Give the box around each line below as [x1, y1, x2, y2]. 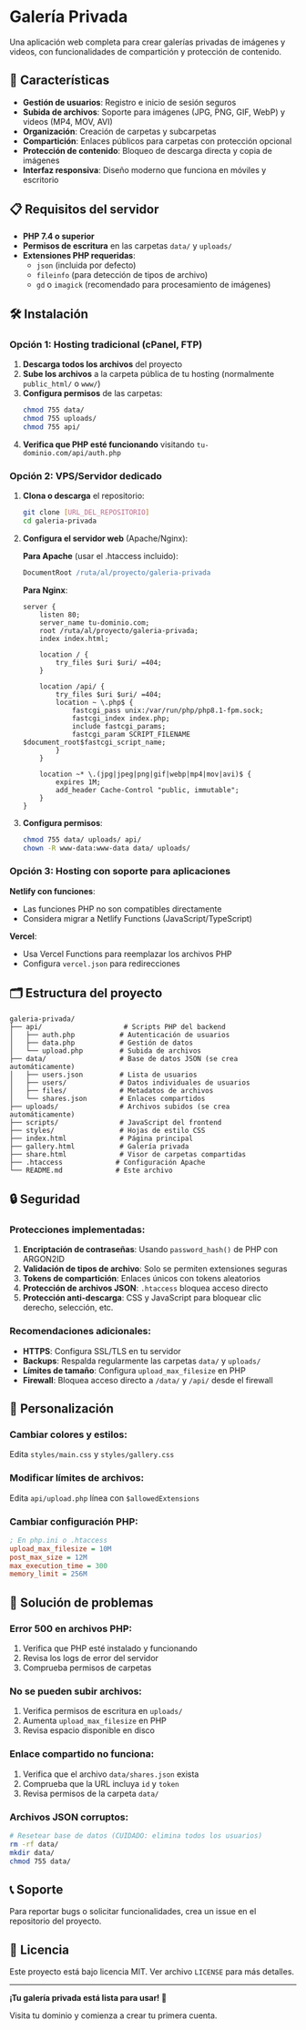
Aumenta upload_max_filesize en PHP [22, 1715, 167, 1727]
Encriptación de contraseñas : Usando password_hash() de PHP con [22, 1244, 278, 1255]
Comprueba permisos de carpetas [22, 1662, 152, 1673]
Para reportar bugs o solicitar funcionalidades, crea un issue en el [9, 1906, 257, 1917]
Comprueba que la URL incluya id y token [22, 1778, 179, 1789]
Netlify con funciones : [9, 885, 96, 896]
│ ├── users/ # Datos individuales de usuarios [9, 1077, 250, 1087]
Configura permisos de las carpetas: [22, 388, 163, 399]
